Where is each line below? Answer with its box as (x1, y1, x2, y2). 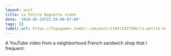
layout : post (5, 7, 33, 13)
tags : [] (5, 21, 24, 27)
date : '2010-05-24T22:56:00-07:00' (5, 17, 81, 22)
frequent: (5, 45, 25, 51)
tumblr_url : (5, 26, 31, 31)
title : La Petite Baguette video (5, 12, 76, 17)
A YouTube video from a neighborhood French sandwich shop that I (5, 40, 147, 46)
